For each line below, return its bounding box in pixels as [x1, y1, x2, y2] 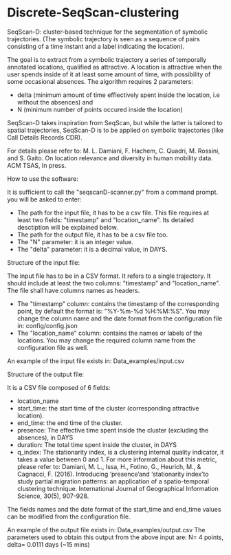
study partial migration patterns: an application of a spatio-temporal [16, 477, 210, 486]
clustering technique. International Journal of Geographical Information [16, 484, 219, 492]
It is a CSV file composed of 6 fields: [7, 383, 111, 391]
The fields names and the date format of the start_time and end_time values [7, 505, 221, 513]
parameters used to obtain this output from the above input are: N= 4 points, [7, 533, 224, 541]
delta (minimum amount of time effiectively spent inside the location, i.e [16, 91, 220, 99]
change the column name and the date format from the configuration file [16, 314, 223, 323]
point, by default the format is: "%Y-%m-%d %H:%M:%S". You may [16, 307, 210, 315]
